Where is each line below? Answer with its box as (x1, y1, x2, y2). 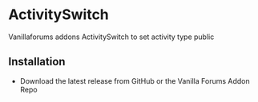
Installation (8, 55, 66, 69)
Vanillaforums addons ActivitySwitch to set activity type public (8, 32, 215, 41)
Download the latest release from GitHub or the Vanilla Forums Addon (19, 76, 250, 85)
